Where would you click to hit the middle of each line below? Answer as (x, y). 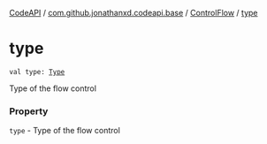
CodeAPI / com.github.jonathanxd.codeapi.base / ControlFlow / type (133, 13)
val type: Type (37, 72)
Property (29, 111)
